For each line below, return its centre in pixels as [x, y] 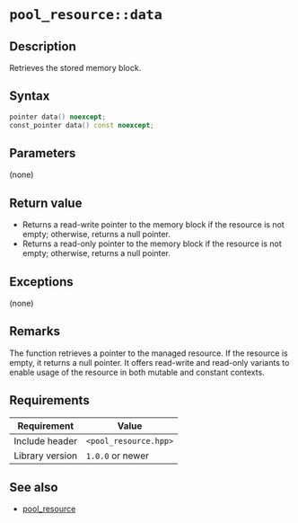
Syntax [30, 96]
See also [34, 488]
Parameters [43, 153]
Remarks [35, 331]
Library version [46, 456]
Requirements [49, 400]
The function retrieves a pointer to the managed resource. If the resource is [149, 353]
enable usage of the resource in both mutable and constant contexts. [137, 372]
